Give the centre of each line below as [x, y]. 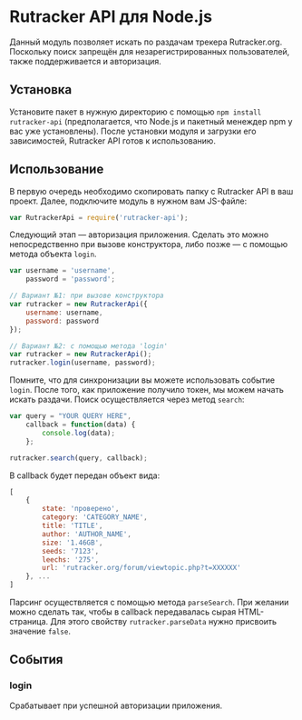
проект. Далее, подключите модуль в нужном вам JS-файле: [128, 201]
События [36, 660]
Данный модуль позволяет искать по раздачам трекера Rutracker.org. [146, 42]
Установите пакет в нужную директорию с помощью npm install [136, 112]
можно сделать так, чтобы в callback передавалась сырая [123, 612]
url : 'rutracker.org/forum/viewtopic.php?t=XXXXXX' [142, 568]
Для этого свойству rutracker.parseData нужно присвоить [164, 622]
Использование [57, 170]
